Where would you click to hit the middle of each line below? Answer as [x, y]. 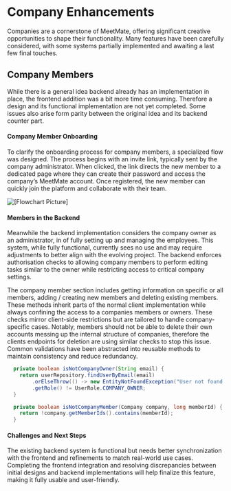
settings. [20, 277]
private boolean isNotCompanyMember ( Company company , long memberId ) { [118, 407]
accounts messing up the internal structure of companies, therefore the [108, 334]
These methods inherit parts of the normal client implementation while [107, 305]
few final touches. [33, 53]
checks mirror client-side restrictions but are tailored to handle [96, 320]
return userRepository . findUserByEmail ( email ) [87, 375]
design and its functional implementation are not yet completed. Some [107, 106]
